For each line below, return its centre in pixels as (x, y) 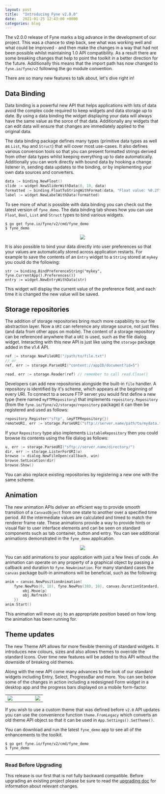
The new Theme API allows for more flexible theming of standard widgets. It (82, 646)
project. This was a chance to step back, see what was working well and (78, 43)
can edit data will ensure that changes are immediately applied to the (75, 126)
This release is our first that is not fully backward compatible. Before (74, 776)
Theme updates (30, 635)
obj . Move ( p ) (35, 591)
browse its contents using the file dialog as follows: (57, 438)
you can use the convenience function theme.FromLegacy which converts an (81, 714)
